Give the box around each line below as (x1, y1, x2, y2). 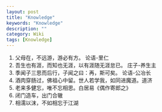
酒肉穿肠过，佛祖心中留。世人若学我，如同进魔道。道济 (14, 76, 152, 84)
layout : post (6, 8, 39, 15)
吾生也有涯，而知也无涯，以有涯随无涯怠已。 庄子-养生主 (14, 61, 157, 69)
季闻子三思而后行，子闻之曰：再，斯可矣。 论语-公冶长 (14, 69, 152, 76)
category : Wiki (6, 31, 45, 37)
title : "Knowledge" (6, 14, 55, 20)
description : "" (6, 25, 47, 32)
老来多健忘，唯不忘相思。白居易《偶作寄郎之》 (14, 84, 131, 91)
